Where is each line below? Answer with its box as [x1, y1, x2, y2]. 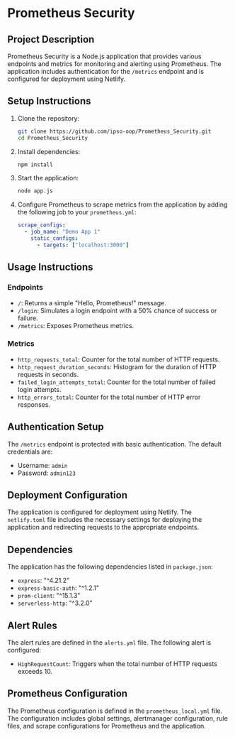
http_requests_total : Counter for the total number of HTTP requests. [17, 355, 220, 364]
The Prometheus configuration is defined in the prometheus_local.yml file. [7, 706, 223, 715]
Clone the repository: [17, 114, 80, 122]
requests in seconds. [17, 370, 79, 378]
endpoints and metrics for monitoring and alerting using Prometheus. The [7, 60, 222, 68]
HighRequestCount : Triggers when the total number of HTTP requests [17, 660, 218, 668]
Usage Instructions [7, 261, 93, 273]
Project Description [7, 33, 95, 45]
